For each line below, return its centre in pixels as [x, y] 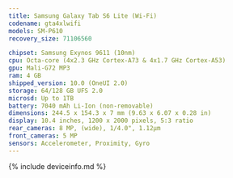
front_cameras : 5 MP [43, 136]
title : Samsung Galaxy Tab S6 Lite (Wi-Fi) [83, 16]
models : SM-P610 [36, 31]
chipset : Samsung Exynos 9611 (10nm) [72, 53]
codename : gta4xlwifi [45, 23]
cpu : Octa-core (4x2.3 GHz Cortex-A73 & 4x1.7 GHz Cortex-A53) [117, 61]
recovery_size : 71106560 [50, 38]
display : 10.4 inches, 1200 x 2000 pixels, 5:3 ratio [101, 121]
